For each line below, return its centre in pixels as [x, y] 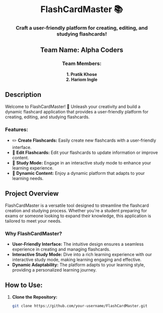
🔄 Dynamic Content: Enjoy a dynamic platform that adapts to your [78, 173]
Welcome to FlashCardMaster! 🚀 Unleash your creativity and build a [73, 106]
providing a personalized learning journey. [54, 270]
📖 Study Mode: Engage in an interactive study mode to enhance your [81, 163]
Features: [17, 129]
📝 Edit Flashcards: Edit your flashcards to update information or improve [85, 152]
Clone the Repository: [35, 297]
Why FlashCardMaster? [34, 233]
